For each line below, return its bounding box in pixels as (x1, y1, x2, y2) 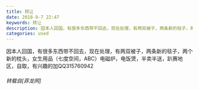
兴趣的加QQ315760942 (37, 63, 94, 70)
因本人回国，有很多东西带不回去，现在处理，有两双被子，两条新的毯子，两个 (6, 48, 193, 55)
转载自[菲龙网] (6, 77, 41, 84)
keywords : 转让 (6, 20, 42, 25)
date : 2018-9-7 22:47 (6, 14, 60, 20)
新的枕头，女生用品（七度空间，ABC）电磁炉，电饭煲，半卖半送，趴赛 (6, 55, 178, 62)
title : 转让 (6, 8, 34, 15)
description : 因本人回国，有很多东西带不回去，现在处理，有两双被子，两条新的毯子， (6, 25, 191, 31)
